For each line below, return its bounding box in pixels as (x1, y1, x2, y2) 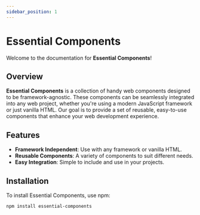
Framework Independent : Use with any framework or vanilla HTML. (14, 146, 182, 153)
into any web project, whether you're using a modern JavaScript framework (6, 100, 193, 107)
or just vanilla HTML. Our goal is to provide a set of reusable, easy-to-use (6, 106, 187, 113)
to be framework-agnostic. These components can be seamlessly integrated (6, 94, 195, 101)
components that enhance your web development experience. (6, 113, 159, 120)
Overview (6, 71, 44, 81)
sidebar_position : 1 (6, 8, 58, 15)
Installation (6, 176, 49, 186)
